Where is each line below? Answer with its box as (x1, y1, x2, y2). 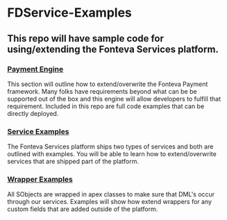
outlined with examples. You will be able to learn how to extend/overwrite (7, 150, 217, 158)
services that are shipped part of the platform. (7, 158, 139, 166)
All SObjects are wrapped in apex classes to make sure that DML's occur (7, 190, 215, 198)
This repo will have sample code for (7, 33, 165, 44)
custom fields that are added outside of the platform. (7, 205, 158, 213)
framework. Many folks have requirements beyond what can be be (7, 87, 197, 95)
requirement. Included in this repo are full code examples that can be (7, 102, 205, 110)
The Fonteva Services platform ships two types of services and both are (7, 142, 214, 151)
